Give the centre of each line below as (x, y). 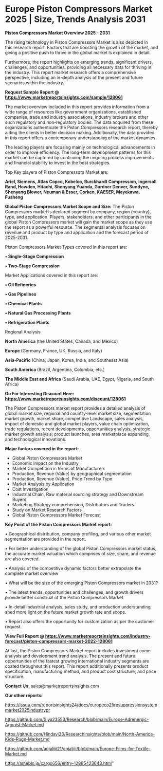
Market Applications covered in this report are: (52, 275)
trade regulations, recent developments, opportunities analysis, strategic (78, 429)
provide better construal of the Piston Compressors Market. (65, 597)
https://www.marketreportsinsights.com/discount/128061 (65, 399)
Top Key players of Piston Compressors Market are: (57, 172)
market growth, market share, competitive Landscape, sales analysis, (74, 418)
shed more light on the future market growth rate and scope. (66, 612)
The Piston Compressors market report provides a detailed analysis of (75, 408)
